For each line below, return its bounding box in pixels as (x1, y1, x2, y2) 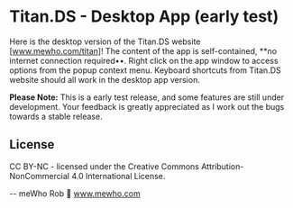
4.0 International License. (71, 170, 166, 181)
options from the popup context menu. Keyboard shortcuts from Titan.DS (9, 65, 281, 76)
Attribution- (201, 160, 244, 172)
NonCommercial (9, 170, 70, 181)
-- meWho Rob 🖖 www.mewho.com (9, 187, 142, 199)
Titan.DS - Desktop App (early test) (9, 6, 279, 27)
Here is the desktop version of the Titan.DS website (9, 36, 201, 47)
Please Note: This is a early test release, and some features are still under (9, 92, 285, 103)
